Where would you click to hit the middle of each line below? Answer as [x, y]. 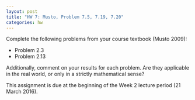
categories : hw [25, 22]
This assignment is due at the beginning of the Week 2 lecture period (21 [93, 85]
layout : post [22, 11]
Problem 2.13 [30, 57]
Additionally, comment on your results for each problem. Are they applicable [98, 68]
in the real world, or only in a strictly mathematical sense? [75, 74]
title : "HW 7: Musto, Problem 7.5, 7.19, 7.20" [65, 17]
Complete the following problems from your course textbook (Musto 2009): [97, 39]
